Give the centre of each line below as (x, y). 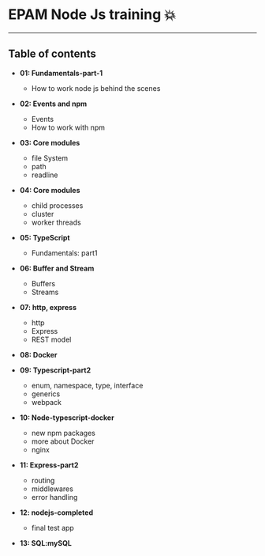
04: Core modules (50, 190)
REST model (51, 339)
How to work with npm (68, 127)
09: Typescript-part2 (55, 370)
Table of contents (52, 54)
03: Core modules (50, 142)
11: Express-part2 (49, 465)
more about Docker (63, 441)
